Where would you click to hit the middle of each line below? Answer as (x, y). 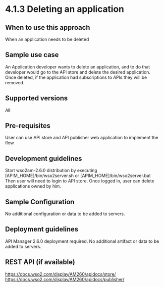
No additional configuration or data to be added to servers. (65, 214)
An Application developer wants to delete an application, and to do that (78, 67)
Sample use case (32, 55)
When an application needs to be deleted (47, 39)
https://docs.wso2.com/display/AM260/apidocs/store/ (61, 274)
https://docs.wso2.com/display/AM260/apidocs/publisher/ (65, 279)
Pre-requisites (28, 126)
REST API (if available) (40, 262)
